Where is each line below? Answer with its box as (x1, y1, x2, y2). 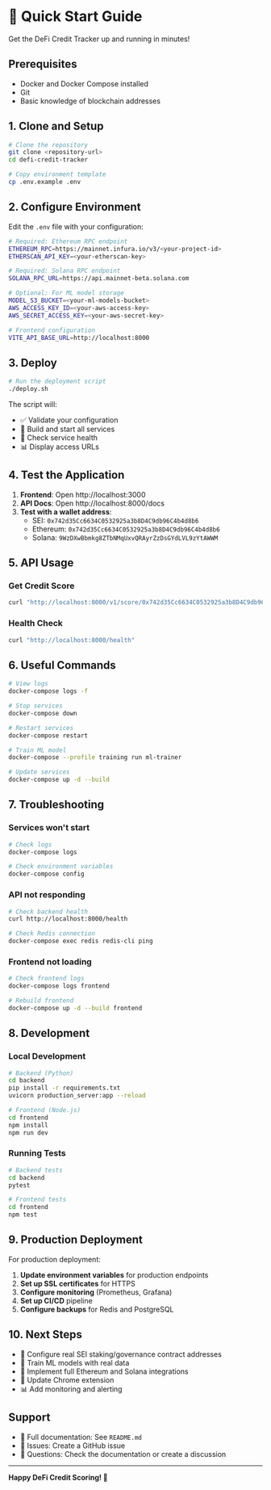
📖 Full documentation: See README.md (19, 1432, 143, 1442)
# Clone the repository (8, 141, 89, 149)
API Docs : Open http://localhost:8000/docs (19, 498, 165, 508)
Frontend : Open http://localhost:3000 (19, 489, 147, 499)
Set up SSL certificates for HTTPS (19, 1278, 135, 1288)
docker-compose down (8, 709, 78, 717)
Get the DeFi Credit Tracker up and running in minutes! (8, 34, 190, 44)
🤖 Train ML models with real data (19, 1358, 130, 1367)
